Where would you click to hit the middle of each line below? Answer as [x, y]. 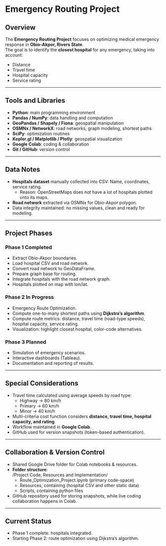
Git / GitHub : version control [41, 149]
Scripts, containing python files [51, 491]
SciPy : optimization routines [41, 133]
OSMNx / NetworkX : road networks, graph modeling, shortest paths [82, 128]
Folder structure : [30, 469]
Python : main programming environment [54, 112]
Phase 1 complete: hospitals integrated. [52, 533]
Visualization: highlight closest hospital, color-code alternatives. [77, 329]
